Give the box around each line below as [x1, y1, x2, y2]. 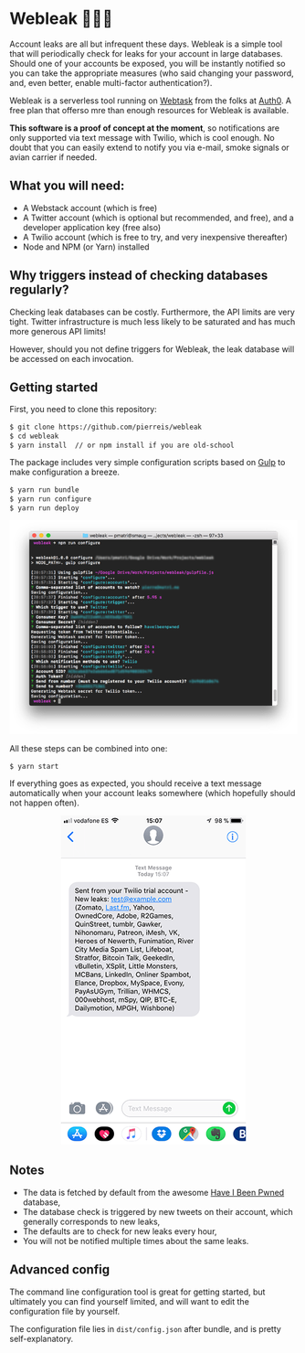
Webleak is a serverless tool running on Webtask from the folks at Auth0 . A [9, 95, 292, 106]
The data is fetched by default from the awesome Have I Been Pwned [22, 1187, 285, 1198]
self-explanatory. [9, 1333, 74, 1344]
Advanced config [9, 1262, 110, 1278]
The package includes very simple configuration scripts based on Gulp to [9, 457, 286, 468]
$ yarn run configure [9, 495, 92, 504]
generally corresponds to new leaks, [22, 1216, 161, 1227]
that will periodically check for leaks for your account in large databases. [9, 48, 283, 59]
